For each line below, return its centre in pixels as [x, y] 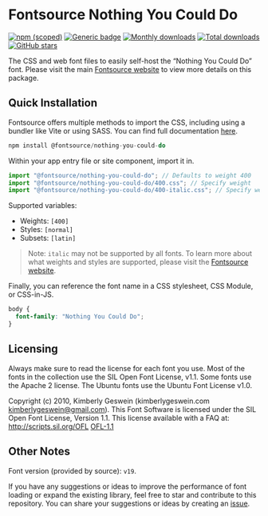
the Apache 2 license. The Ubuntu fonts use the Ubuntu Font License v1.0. [130, 385]
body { [19, 310]
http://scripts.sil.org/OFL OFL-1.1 [61, 426]
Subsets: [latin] [48, 238]
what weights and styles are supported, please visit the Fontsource [138, 262]
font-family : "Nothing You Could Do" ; [80, 317]
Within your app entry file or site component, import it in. [101, 161]
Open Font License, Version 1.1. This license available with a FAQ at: [119, 418]
